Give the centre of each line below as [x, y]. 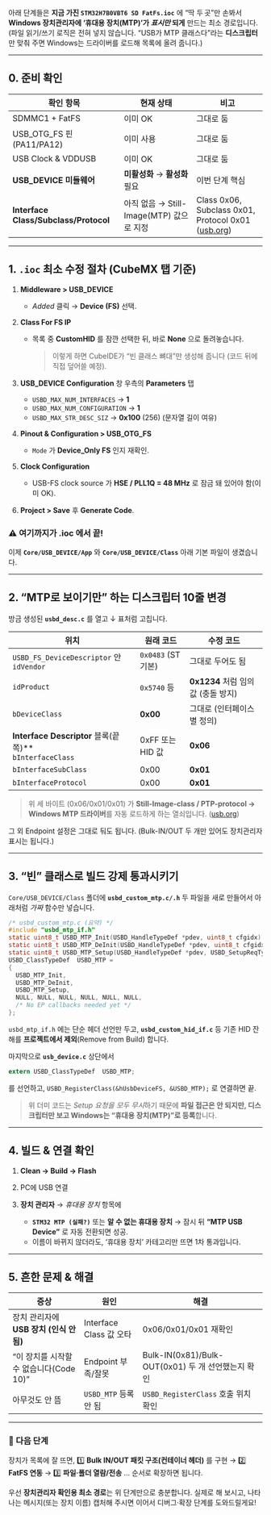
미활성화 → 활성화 [156, 174]
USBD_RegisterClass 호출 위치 [197, 1394]
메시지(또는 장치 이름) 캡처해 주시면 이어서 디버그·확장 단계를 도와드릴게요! [140, 1502]
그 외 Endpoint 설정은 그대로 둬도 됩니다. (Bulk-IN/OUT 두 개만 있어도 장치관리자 [135, 831]
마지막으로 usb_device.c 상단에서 [61, 1056]
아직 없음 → [145, 203]
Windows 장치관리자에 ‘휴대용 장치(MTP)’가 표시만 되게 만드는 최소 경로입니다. [133, 23]
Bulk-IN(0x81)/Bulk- [183, 1355]
